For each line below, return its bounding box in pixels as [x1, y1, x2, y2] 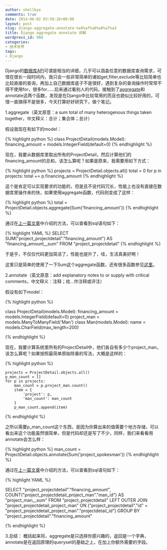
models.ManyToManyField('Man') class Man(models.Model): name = [5, 319, 146, 325]
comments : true [5, 12, 37, 17]
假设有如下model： [5, 289, 44, 295]
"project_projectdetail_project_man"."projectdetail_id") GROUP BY [5, 508, 140, 514]
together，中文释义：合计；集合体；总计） [5, 115, 92, 122]
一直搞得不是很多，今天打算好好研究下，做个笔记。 [9, 99, 114, 105]
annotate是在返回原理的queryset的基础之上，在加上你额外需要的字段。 [5, 539, 151, 545]
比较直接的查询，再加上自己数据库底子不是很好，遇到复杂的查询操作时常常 [5, 80, 158, 86]
